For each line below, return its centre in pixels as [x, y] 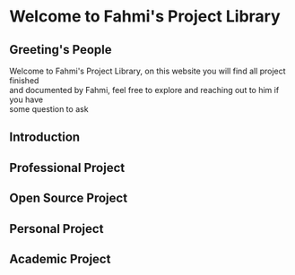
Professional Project [67, 168]
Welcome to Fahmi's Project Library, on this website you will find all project [147, 71]
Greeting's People [61, 50]
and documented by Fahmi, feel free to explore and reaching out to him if [144, 90]
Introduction [45, 137]
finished [24, 81]
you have [26, 99]
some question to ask [49, 109]
